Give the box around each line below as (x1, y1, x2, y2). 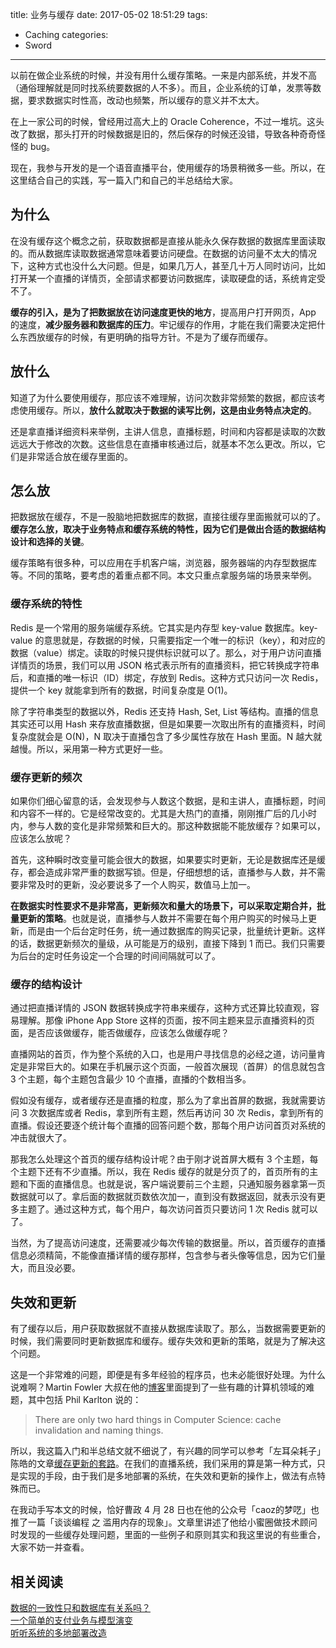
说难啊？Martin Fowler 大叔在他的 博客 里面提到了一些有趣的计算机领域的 (10, 1381, 307, 1393)
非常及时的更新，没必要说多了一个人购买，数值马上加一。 (18, 879, 256, 891)
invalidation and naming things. (34, 1424, 164, 1437)
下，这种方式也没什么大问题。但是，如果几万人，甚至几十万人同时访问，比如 (10, 259, 326, 272)
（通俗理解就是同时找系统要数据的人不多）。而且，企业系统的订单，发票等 (10, 82, 313, 93)
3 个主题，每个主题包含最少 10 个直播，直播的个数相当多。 (10, 1073, 252, 1085)
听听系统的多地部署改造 (10, 1626, 107, 1638)
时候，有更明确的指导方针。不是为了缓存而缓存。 (71, 331, 273, 343)
